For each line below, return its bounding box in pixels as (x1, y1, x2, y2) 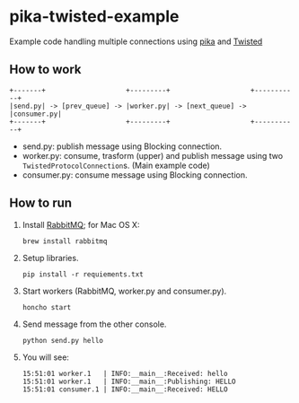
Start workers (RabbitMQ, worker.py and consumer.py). (22, 285, 227, 296)
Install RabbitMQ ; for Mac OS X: (22, 219, 140, 230)
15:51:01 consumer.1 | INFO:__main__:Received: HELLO (22, 384, 228, 394)
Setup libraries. (22, 252, 79, 263)
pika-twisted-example (9, 6, 180, 27)
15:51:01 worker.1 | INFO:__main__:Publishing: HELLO (22, 377, 236, 386)
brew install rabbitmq (22, 236, 108, 246)
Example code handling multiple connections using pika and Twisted (9, 36, 263, 47)
